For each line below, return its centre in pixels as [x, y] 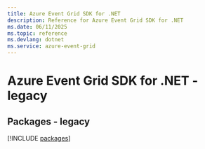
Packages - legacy [48, 121]
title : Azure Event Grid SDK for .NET [64, 14]
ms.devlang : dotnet [36, 40]
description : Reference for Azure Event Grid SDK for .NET [95, 20]
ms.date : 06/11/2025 [38, 27]
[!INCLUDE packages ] [39, 138]
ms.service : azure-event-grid [52, 46]
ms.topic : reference [38, 33]
